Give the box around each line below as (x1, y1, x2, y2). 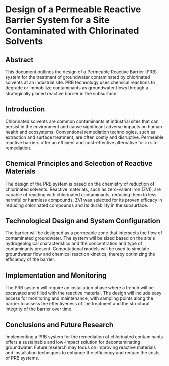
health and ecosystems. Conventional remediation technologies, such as (5, 129, 156, 135)
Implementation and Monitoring (5, 271, 107, 280)
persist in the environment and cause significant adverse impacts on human (5, 123, 162, 129)
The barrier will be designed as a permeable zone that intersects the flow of (5, 230, 162, 236)
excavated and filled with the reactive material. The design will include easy (5, 290, 162, 296)
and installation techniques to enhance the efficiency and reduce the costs (5, 350, 160, 356)
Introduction (5, 105, 45, 114)
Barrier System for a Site (5, 14, 110, 26)
